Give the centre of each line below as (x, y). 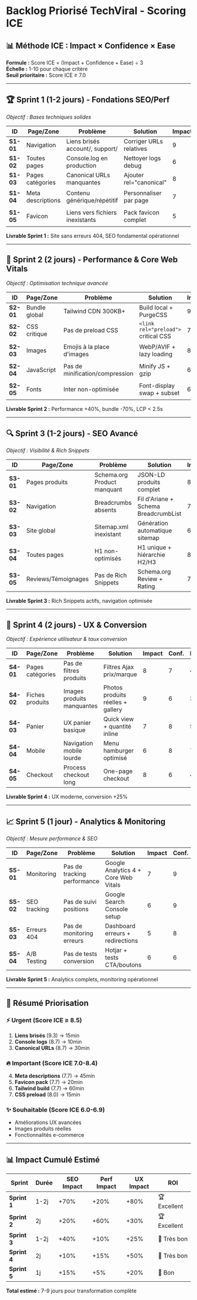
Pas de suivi (80, 902)
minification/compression (98, 374)
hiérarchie (151, 555)
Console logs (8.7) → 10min (48, 1041)
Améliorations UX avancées (48, 1123)
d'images (76, 354)
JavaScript (41, 370)
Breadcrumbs (113, 503)
